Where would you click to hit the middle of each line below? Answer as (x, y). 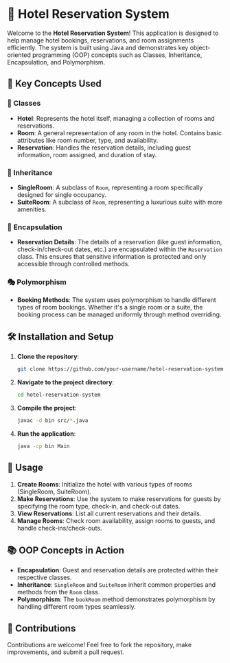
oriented (19, 55)
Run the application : (46, 433)
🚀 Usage (25, 468)
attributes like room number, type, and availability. (88, 140)
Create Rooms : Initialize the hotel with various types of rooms (104, 484)
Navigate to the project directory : (66, 382)
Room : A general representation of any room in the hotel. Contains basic (119, 132)
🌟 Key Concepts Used (54, 84)
